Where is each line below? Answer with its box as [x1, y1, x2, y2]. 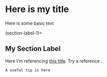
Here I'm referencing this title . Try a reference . [5, 58, 102, 64]
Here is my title [5, 4, 69, 15]
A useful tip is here [5, 67, 51, 72]
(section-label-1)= [5, 30, 43, 36]
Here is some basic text [5, 20, 54, 26]
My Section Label [5, 44, 61, 53]
